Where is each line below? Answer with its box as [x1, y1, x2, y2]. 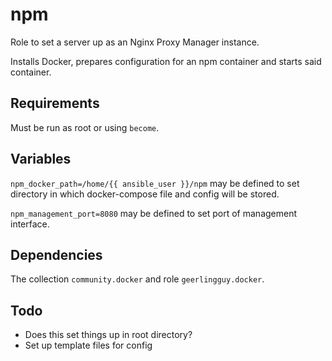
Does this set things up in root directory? [24, 329, 193, 341]
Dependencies [10, 246, 103, 263]
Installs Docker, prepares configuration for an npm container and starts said [10, 55, 322, 67]
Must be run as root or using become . [10, 121, 160, 133]
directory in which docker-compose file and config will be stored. [10, 188, 280, 200]
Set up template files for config [24, 339, 153, 352]
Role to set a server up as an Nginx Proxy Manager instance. [10, 36, 260, 48]
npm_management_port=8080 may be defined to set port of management [10, 207, 298, 219]
